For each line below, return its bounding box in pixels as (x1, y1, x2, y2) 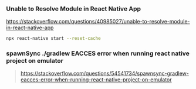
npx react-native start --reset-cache (6, 36, 101, 42)
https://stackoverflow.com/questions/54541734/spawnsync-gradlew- (20, 70, 189, 77)
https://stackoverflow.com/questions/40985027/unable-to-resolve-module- (6, 18, 190, 25)
